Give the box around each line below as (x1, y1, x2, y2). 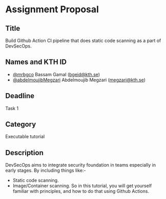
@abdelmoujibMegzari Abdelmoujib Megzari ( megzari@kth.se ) (12, 77, 146, 83)
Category (5, 120, 36, 129)
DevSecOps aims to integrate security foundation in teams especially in (5, 162, 156, 168)
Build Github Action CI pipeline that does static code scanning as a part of (5, 37, 161, 43)
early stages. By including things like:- (5, 167, 86, 173)
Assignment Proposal (5, 4, 99, 15)
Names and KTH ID (5, 58, 67, 67)
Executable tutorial (5, 134, 45, 140)
